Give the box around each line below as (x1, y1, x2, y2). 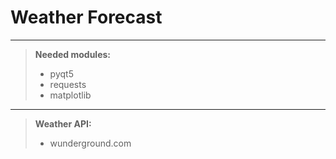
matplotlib (49, 89, 92, 101)
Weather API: (34, 117, 92, 130)
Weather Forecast (10, 6, 163, 29)
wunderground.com (49, 137, 132, 149)
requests (49, 78, 87, 90)
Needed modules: (34, 48, 112, 60)
